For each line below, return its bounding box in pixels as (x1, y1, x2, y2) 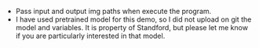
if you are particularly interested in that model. (15, 31, 166, 40)
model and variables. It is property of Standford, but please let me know (15, 23, 249, 32)
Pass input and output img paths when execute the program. (15, 7, 212, 15)
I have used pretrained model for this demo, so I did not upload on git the (15, 15, 252, 24)
